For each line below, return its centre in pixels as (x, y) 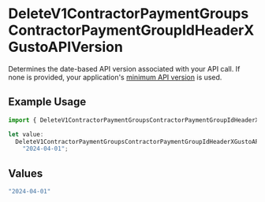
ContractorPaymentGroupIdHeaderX (131, 30)
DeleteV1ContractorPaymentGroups (129, 14)
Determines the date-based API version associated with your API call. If (124, 68)
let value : (26, 134)
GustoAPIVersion (66, 47)
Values (26, 173)
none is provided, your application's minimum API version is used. (115, 77)
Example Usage (47, 102)
